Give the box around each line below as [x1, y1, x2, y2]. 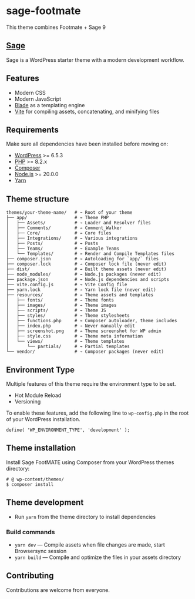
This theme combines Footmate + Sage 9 [6, 24, 106, 31]
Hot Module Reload [14, 392, 62, 399]
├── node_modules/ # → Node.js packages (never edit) [6, 272, 162, 277]
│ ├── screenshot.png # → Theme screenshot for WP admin [6, 328, 162, 334]
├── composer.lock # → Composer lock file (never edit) [6, 261, 167, 267]
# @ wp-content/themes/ [6, 476, 65, 482]
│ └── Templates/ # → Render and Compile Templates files [6, 251, 175, 257]
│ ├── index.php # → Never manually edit [6, 323, 135, 329]
